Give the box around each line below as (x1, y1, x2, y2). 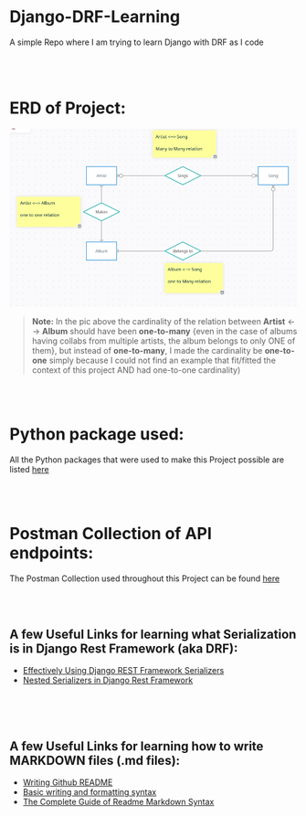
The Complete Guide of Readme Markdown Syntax (22, 797, 215, 808)
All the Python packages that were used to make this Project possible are (9, 454, 285, 465)
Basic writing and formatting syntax (22, 787, 157, 798)
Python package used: (9, 423, 185, 444)
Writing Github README (22, 777, 113, 788)
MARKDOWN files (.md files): (9, 752, 181, 768)
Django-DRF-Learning (9, 6, 181, 27)
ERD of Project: (9, 98, 126, 119)
